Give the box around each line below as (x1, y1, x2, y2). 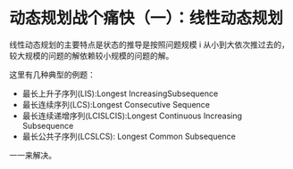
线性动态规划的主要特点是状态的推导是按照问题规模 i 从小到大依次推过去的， (9, 39, 290, 50)
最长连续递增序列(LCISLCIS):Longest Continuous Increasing (21, 110, 243, 121)
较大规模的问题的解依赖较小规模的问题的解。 (9, 50, 174, 60)
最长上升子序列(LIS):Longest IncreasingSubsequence (21, 88, 219, 99)
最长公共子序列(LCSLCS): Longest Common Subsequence (21, 131, 237, 141)
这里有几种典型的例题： (9, 68, 96, 80)
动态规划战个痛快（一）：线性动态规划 (9, 8, 284, 28)
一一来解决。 (9, 149, 56, 160)
